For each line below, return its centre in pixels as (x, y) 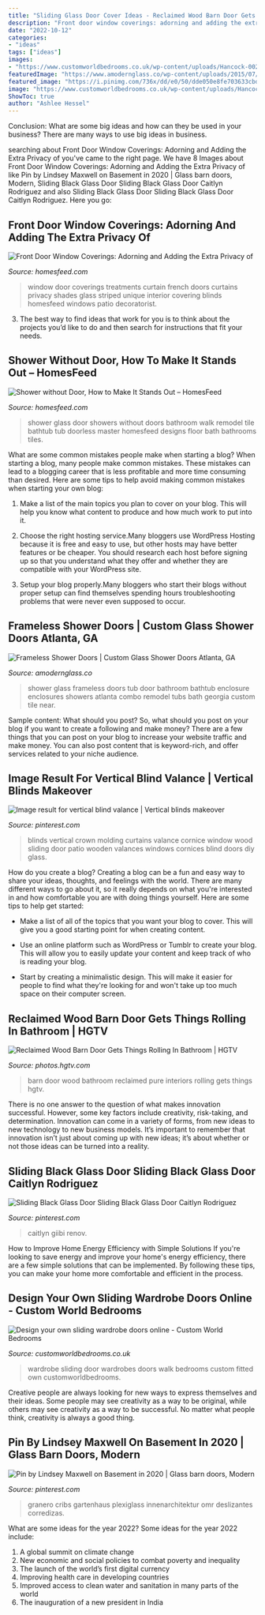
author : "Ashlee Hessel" (49, 103)
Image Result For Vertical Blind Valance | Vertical (131, 778)
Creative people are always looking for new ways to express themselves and (132, 1392)
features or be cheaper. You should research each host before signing (134, 552)
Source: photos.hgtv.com (49, 1065)
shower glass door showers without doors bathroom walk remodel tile (141, 423)
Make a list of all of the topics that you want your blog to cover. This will (136, 922)
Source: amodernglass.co (50, 673)
